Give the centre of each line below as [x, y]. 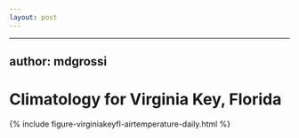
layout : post [33, 17]
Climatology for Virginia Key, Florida [145, 100]
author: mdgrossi [58, 61]
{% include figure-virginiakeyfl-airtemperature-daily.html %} [120, 124]
